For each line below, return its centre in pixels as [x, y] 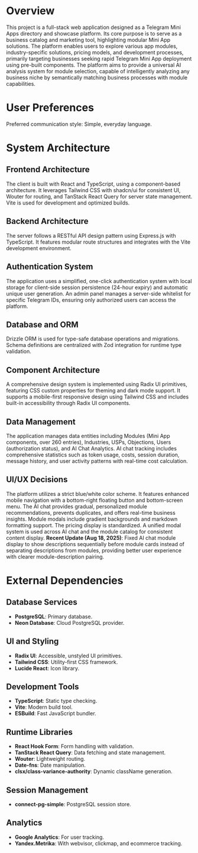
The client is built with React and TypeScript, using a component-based [93, 184]
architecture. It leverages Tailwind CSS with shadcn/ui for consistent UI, [93, 190]
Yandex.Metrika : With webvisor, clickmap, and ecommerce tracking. [98, 843]
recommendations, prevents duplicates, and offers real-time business [91, 513]
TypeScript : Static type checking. [56, 701]
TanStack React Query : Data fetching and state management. [90, 753]
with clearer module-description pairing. [55, 556]
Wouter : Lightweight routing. [50, 759]
